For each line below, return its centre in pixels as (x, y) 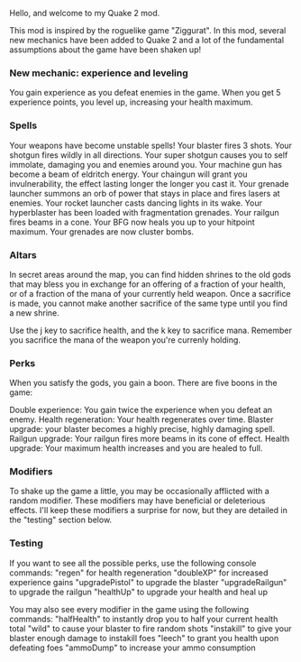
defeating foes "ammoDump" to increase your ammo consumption (132, 648)
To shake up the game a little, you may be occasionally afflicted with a (140, 492)
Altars (23, 254)
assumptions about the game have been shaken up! (105, 50)
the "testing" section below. (61, 520)
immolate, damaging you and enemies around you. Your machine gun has (146, 164)
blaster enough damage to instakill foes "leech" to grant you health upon (144, 638)
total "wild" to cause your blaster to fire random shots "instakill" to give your (150, 628)
